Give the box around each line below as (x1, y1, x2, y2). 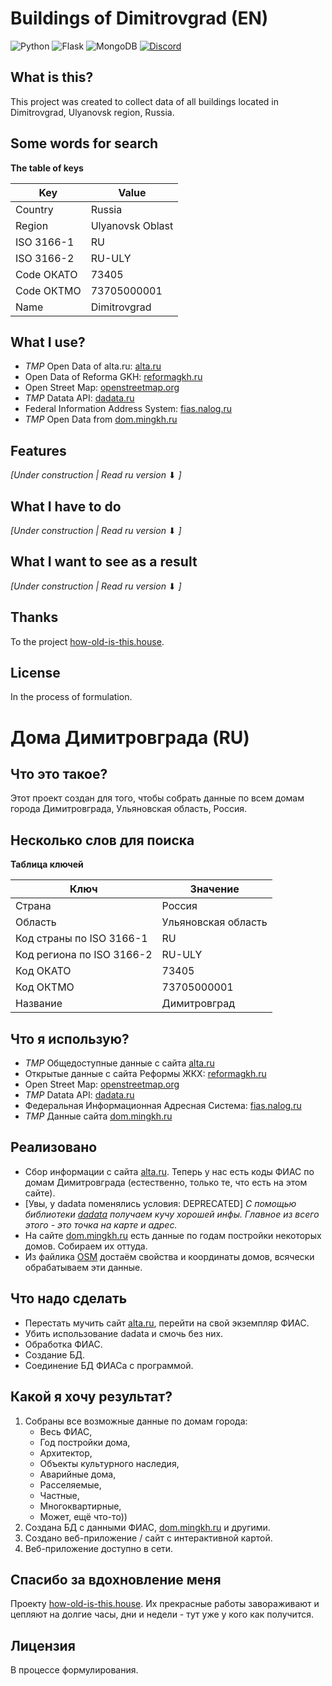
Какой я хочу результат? (10, 1388, 173, 1406)
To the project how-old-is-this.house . (10, 635, 165, 647)
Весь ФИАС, (39, 1425, 93, 1437)
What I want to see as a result (10, 553, 198, 571)
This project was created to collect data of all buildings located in (10, 95, 280, 107)
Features (10, 442, 67, 459)
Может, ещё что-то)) (39, 1510, 128, 1522)
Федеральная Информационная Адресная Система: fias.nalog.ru (24, 1100, 302, 1112)
